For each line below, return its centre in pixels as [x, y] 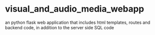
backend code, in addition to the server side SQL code [60, 27]
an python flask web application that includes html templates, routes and [78, 22]
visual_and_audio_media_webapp [75, 9]
